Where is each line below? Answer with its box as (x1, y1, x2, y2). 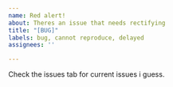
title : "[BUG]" (8, 26, 59, 34)
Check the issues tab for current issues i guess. (8, 70, 165, 79)
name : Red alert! (8, 11, 66, 20)
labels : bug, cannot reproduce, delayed (8, 33, 145, 42)
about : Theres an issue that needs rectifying (8, 19, 166, 27)
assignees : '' (8, 41, 56, 49)
